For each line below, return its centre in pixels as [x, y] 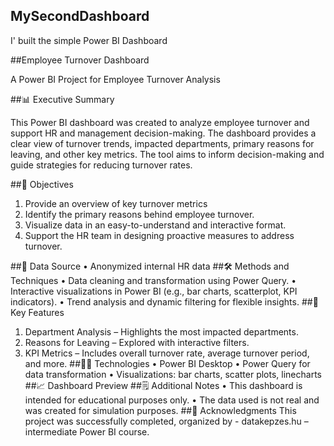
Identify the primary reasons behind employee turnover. [139, 214]
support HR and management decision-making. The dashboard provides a [163, 133]
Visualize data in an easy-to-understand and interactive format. [155, 225]
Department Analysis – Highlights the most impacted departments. [161, 331]
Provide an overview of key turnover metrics [116, 203]
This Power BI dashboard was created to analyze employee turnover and [160, 122]
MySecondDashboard [80, 16]
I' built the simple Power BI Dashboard [89, 40]
